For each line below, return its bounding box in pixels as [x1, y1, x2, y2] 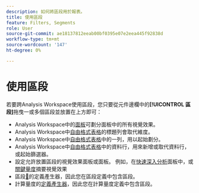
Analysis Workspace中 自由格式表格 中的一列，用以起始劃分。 [14, 135, 164, 143]
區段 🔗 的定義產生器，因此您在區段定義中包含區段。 [14, 173, 138, 180]
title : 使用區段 [6, 14, 43, 20]
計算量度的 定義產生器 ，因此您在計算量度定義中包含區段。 [14, 180, 156, 187]
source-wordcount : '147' [6, 42, 68, 48]
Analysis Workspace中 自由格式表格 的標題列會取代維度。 [14, 128, 153, 135]
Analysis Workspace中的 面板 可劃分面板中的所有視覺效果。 [14, 121, 159, 128]
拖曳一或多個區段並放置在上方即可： [13, 108, 102, 115]
